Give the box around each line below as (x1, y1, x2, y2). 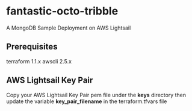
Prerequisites (6, 42, 58, 52)
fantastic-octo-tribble (6, 4, 119, 18)
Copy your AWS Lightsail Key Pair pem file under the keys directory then (6, 91, 187, 98)
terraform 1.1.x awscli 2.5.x (6, 57, 72, 65)
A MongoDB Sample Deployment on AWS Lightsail (6, 24, 131, 31)
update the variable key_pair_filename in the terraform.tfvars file (6, 98, 167, 105)
